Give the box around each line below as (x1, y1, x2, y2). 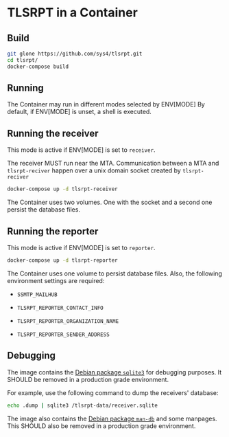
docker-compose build (7, 63, 69, 70)
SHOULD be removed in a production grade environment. (7, 375, 169, 383)
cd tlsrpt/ (7, 56, 38, 63)
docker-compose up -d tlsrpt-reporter (7, 256, 118, 264)
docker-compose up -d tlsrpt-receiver (7, 186, 118, 193)
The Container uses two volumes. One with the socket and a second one (7, 198, 213, 207)
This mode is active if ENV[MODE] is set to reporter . (7, 243, 156, 251)
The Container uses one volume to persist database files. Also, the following (7, 269, 223, 278)
